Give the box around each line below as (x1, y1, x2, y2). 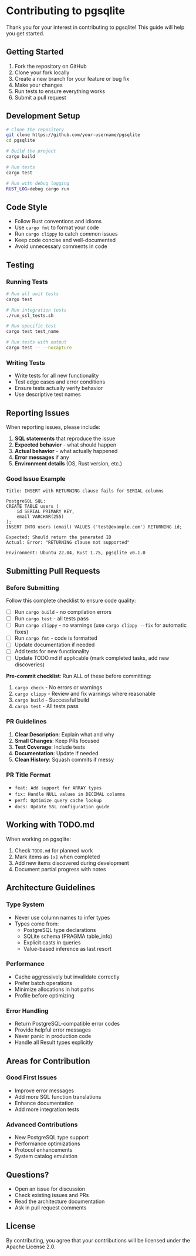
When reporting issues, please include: (6, 424, 101, 431)
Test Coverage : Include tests (14, 743, 85, 751)
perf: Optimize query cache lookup (14, 798, 102, 804)
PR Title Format (6, 771, 51, 779)
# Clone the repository (6, 127, 65, 133)
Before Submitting (6, 583, 59, 591)
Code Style (6, 202, 48, 212)
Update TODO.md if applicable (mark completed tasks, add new (14, 655, 170, 662)
